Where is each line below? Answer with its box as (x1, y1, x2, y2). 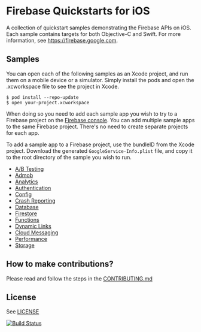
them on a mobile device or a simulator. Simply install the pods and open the (6, 76, 194, 83)
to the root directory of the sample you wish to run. (6, 153, 132, 161)
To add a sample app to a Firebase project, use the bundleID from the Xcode (6, 141, 194, 148)
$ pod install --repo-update (6, 94, 79, 100)
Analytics (14, 178, 38, 185)
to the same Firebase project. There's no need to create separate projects (6, 123, 188, 130)
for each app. (6, 129, 39, 136)
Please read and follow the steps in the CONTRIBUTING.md (6, 274, 153, 282)
